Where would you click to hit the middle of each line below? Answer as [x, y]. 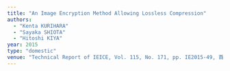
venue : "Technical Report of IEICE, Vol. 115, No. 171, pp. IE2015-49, [111, 57]
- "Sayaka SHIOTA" [40, 32]
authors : [20, 20]
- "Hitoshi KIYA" [38, 39]
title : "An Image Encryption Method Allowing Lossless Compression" [107, 13]
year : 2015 [23, 45]
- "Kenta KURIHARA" [41, 26]
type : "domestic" [32, 51]
